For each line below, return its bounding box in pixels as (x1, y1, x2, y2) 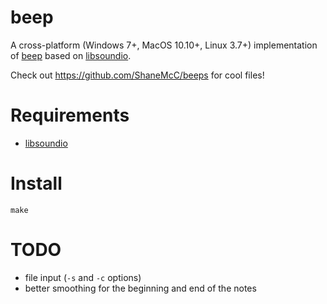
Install (10, 172, 63, 195)
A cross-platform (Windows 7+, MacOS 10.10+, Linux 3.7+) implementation (10, 39, 318, 51)
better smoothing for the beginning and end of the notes (24, 282, 257, 294)
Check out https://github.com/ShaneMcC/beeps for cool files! (10, 69, 265, 81)
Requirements (10, 104, 130, 127)
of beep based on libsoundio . (10, 49, 132, 61)
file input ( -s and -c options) (24, 271, 142, 283)
